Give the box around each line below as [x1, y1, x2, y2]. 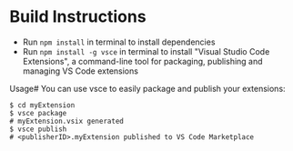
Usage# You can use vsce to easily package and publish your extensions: [9, 83, 286, 94]
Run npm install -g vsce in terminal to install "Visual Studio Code [22, 45, 270, 56]
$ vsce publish [9, 125, 67, 134]
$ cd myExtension [9, 100, 76, 110]
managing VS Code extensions [22, 65, 139, 76]
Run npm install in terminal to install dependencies [22, 36, 216, 47]
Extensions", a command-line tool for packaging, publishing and [22, 55, 263, 66]
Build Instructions [9, 6, 147, 27]
